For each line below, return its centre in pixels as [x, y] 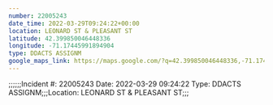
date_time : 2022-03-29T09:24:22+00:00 [74, 23]
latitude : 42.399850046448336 [60, 38]
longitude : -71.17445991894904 [61, 46]
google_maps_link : [39, 61]
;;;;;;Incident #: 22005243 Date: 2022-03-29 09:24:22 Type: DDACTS [125, 84]
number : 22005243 [38, 16]
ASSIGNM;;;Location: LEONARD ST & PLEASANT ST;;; [99, 92]
